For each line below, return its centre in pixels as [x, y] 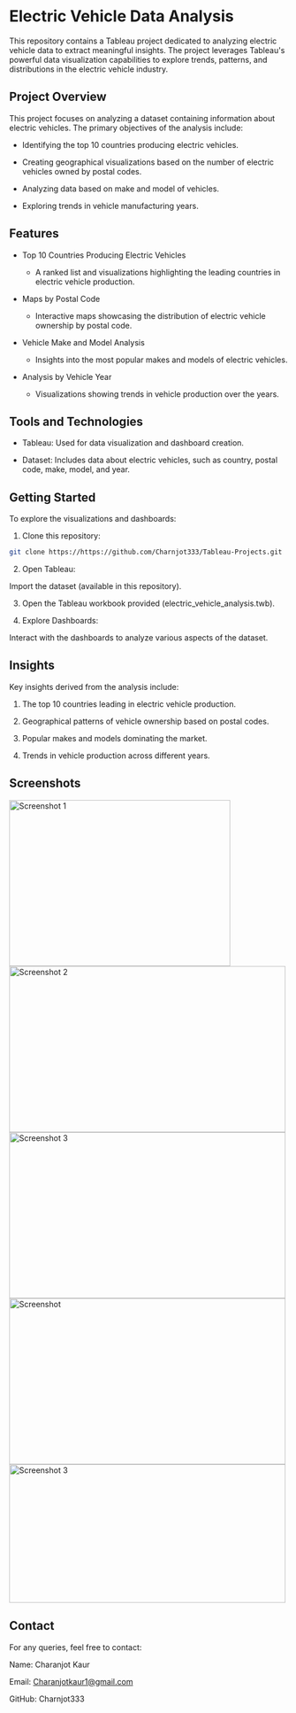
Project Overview [58, 97]
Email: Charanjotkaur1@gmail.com [71, 1681]
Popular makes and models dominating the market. [114, 738]
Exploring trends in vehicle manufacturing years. [110, 205]
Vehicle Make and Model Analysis [83, 342]
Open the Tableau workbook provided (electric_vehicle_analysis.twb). [148, 603]
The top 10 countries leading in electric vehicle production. [129, 704]
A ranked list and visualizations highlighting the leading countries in [158, 272]
